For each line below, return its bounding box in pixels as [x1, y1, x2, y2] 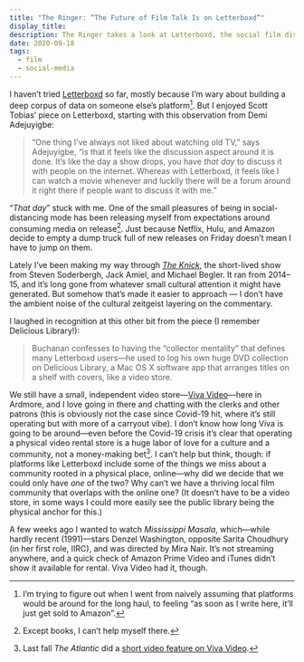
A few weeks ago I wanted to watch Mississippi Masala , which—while [9, 523, 271, 534]
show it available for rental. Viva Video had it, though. [9, 562, 208, 573]
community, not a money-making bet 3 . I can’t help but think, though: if [9, 447, 271, 459]
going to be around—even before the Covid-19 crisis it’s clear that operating [9, 427, 292, 439]
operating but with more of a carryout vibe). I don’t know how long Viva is [9, 418, 284, 429]
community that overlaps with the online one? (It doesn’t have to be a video [9, 486, 290, 498]
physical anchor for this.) [9, 506, 102, 517]
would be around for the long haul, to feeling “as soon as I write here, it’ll [22, 598, 294, 609]
